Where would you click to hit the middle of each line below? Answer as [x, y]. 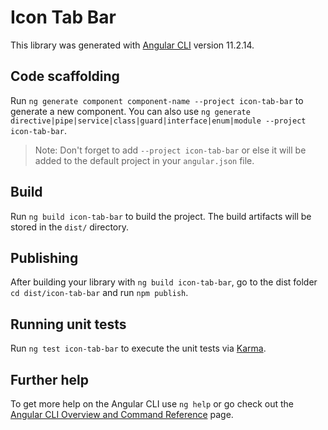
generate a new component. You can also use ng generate [130, 111]
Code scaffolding [65, 76]
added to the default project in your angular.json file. [144, 160]
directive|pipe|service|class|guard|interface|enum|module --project [158, 121]
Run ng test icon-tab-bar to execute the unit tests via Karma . [138, 348]
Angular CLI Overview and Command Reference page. [122, 414]
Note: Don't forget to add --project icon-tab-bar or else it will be [170, 150]
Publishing [44, 257]
